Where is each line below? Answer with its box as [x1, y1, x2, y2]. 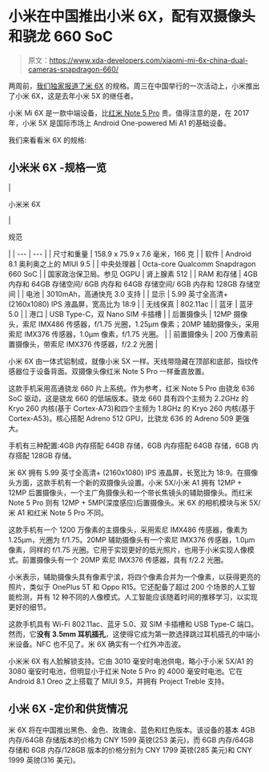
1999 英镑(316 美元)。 [8, 755, 80, 765]
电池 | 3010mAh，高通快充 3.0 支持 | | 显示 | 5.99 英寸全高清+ [26, 289, 228, 299]
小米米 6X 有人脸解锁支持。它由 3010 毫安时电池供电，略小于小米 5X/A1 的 [8, 656, 254, 666]
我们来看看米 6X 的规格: [8, 135, 87, 144]
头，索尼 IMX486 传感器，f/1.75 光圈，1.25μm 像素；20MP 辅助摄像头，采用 [8, 319, 259, 329]
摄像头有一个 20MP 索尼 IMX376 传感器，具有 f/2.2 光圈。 [35, 555, 228, 564]
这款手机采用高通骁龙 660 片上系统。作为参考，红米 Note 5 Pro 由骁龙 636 [8, 383, 255, 393]
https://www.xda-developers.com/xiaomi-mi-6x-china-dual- [49, 55, 248, 65]
